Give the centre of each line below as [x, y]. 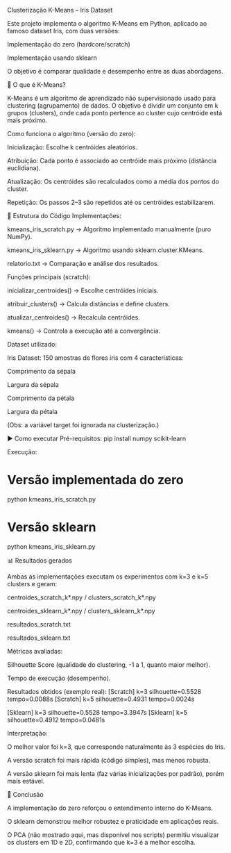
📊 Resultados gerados [40, 560]
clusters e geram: [32, 583]
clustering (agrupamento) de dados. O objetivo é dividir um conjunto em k [113, 106]
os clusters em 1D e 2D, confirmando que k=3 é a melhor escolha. [101, 842]
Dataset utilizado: [32, 344]
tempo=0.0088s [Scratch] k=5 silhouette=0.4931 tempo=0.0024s [101, 699]
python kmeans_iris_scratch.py [51, 499]
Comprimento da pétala [41, 398]
